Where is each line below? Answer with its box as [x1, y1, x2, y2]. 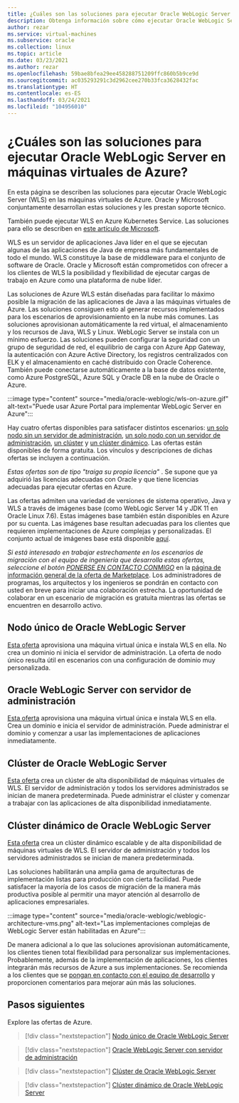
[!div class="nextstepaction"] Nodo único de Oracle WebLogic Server [24, 1031, 229, 1040]
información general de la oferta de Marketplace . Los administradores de [7, 571, 222, 579]
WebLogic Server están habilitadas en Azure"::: [7, 927, 146, 936]
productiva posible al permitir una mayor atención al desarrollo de [7, 890, 201, 899]
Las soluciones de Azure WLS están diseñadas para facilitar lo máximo [7, 289, 215, 298]
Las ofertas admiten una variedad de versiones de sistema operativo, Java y [7, 496, 231, 504]
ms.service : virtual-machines [7, 30, 97, 38]
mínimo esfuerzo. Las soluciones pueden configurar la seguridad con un [7, 335, 221, 343]
